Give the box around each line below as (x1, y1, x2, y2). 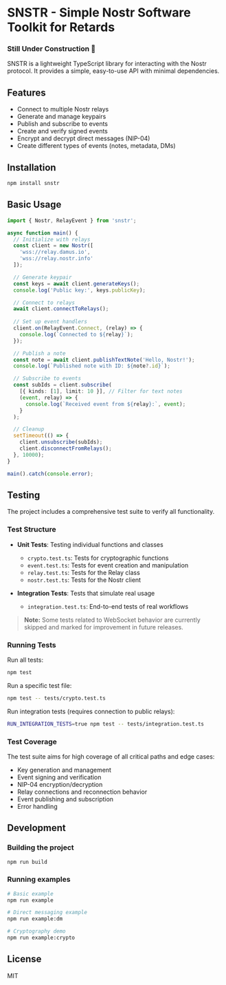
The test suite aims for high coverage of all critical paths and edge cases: (7, 752, 215, 761)
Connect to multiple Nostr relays (16, 105, 109, 113)
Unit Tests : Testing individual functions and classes (16, 540, 163, 548)
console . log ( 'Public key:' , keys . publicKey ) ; (13, 287, 146, 294)
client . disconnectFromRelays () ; (19, 445, 112, 452)
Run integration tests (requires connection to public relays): (7, 707, 175, 715)
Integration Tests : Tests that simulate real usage (16, 589, 155, 597)
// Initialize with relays (13, 236, 91, 243)
